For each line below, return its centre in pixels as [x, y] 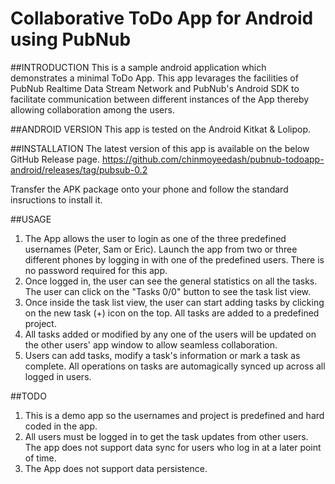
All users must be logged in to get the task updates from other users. [166, 436]
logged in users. [58, 376]
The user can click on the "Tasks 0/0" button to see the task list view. [168, 291]
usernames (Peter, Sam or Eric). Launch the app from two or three [161, 249]
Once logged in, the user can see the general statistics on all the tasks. [171, 281]
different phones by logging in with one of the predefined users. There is [174, 259]
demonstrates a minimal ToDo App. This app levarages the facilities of [154, 78]
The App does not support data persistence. [116, 468]
